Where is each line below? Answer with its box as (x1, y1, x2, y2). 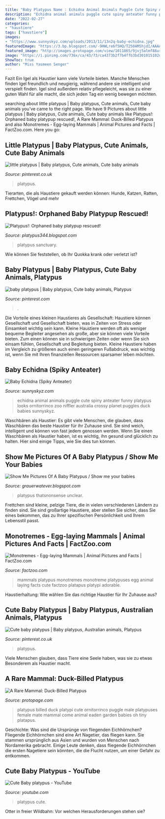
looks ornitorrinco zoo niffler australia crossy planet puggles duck (17, 403, 151, 409)
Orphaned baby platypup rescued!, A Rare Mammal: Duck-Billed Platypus (5, 116, 154, 122)
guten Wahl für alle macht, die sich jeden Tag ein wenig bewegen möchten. (5, 91, 157, 97)
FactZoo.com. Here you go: (5, 127, 60, 133)
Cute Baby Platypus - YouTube (5, 767, 101, 775)
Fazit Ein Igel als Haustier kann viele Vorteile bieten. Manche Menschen (5, 76, 150, 82)
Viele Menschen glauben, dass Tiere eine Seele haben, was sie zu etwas (5, 655, 152, 661)
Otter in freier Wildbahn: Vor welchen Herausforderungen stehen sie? (5, 809, 145, 815)
